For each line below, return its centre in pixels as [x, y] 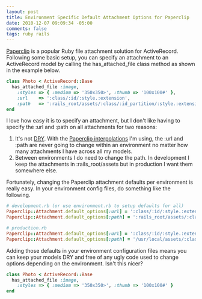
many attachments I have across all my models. [74, 151]
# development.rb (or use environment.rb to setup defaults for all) [95, 206]
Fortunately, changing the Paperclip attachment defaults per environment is [100, 182]
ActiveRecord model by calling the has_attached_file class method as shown [101, 64]
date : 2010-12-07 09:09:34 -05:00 [50, 23]
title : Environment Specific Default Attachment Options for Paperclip [98, 17]
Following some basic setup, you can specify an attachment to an [87, 58]
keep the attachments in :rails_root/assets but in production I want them [104, 164]
